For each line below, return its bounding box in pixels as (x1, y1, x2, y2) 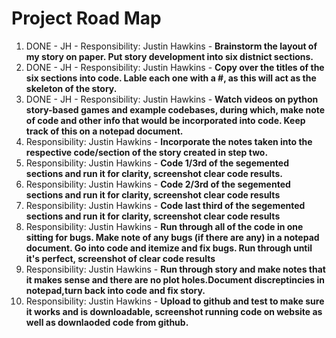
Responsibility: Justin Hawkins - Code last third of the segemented (25, 199, 306, 211)
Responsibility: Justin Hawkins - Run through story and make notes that (25, 263, 326, 275)
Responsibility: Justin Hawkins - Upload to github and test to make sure (25, 295, 325, 307)
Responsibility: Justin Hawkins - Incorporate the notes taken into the (25, 135, 313, 147)
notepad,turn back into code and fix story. (25, 284, 206, 296)
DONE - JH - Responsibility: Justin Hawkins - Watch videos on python (25, 93, 319, 105)
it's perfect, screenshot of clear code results (25, 252, 216, 264)
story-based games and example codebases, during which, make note (25, 103, 326, 116)
